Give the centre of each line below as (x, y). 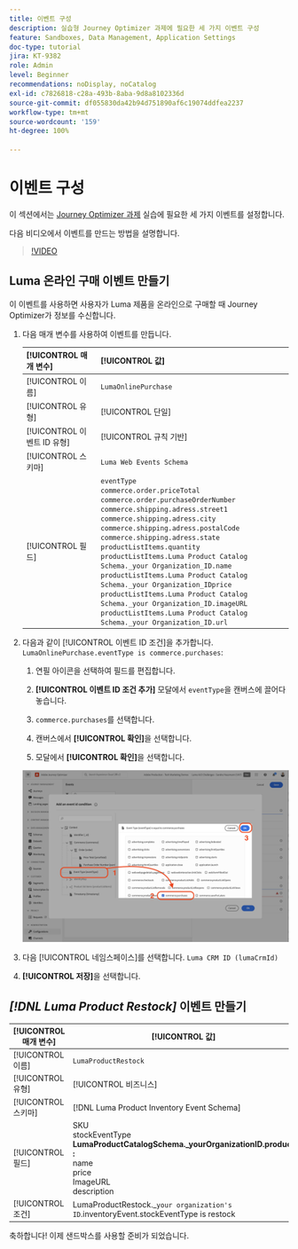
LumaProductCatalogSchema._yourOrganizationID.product (184, 1143)
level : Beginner (39, 75)
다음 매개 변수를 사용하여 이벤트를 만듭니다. (97, 334)
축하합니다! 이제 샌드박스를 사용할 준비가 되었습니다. (99, 1235)
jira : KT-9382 (35, 56)
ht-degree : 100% (39, 131)
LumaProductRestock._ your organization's (152, 1204)
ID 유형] (57, 442)
